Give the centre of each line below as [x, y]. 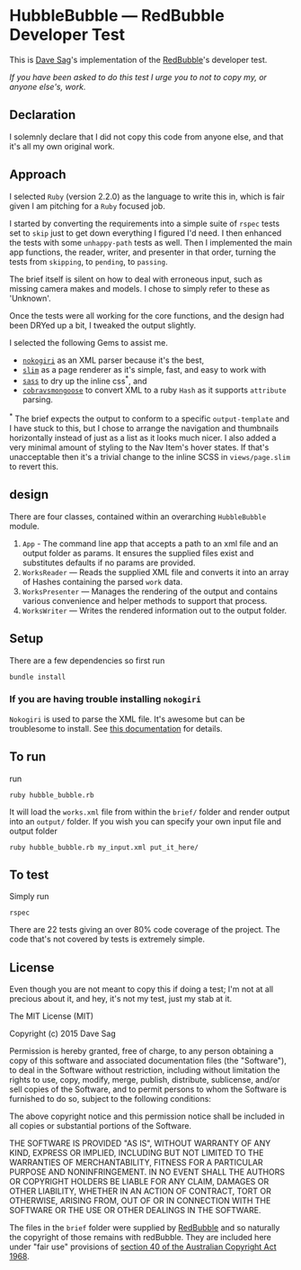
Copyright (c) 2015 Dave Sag [62, 1034]
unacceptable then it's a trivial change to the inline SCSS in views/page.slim [150, 456]
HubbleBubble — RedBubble [117, 16]
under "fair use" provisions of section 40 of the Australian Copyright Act [143, 1247]
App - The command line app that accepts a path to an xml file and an [150, 543]
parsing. [38, 400]
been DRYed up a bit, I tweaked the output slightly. [102, 325]
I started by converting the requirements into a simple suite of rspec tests [145, 223]
